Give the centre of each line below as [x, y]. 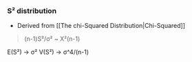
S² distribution [32, 11]
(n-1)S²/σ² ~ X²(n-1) [52, 39]
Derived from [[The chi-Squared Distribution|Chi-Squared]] [101, 26]
